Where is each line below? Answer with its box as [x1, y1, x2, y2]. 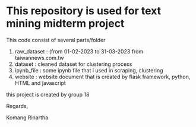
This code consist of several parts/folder [6, 36, 106, 43]
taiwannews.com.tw [14, 54, 64, 61]
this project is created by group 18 [6, 91, 90, 98]
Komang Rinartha [6, 114, 49, 121]
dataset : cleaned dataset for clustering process [14, 61, 132, 68]
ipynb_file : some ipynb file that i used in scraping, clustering [14, 66, 163, 74]
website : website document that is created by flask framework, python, [14, 73, 191, 80]
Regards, [6, 102, 29, 109]
